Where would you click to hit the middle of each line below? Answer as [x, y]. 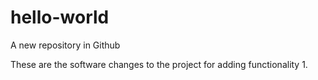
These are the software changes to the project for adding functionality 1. [159, 64]
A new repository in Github [65, 45]
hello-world [60, 17]
